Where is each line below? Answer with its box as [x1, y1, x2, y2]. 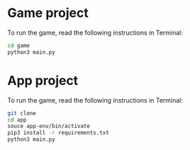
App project [7, 72, 79, 88]
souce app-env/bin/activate [7, 122, 91, 130]
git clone [7, 110, 37, 117]
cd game [7, 42, 30, 49]
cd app [7, 116, 27, 123]
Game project [7, 5, 89, 21]
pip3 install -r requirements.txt [7, 129, 110, 137]
